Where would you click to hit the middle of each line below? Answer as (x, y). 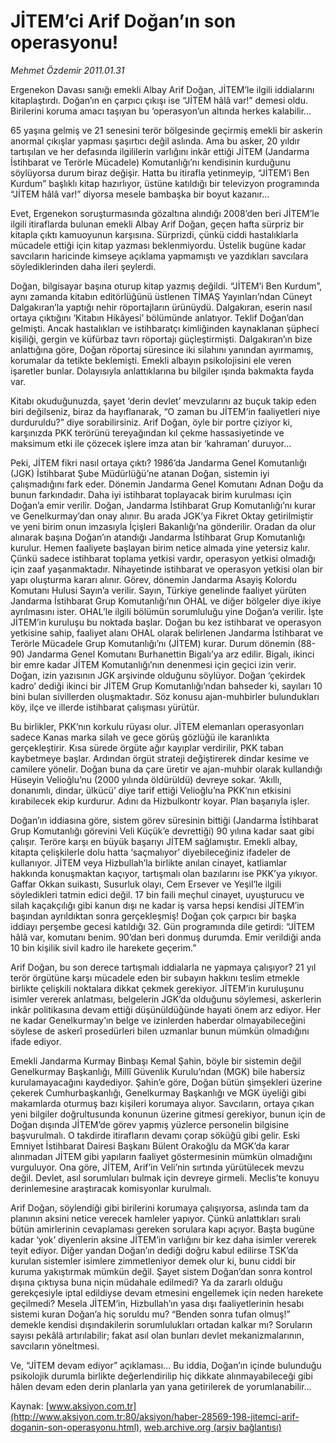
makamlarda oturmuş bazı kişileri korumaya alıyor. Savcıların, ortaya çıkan (162, 1103)
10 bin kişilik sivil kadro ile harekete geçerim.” (103, 947)
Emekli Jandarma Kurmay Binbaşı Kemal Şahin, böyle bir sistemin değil (156, 1061)
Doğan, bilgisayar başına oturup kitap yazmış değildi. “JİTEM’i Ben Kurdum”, (166, 286)
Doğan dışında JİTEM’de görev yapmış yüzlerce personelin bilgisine (150, 1124)
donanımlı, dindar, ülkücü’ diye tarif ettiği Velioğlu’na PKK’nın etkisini (151, 790)
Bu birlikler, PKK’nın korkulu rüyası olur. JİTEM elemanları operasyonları (157, 726)
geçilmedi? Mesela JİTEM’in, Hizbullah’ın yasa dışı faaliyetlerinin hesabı (157, 1303)
